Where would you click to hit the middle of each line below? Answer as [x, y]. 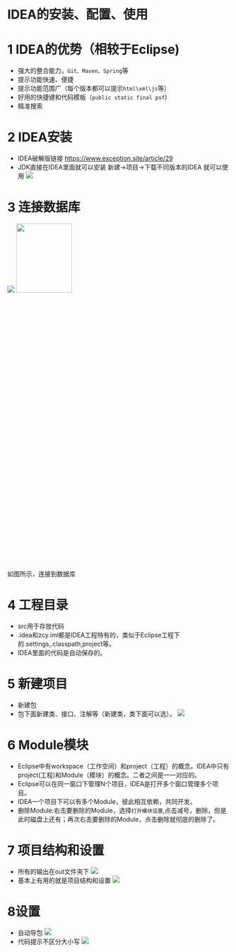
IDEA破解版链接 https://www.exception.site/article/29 [95, 158]
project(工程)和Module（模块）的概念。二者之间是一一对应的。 [109, 775]
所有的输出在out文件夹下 [53, 871]
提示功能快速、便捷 [46, 79]
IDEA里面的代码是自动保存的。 [62, 652]
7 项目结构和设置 [56, 851]
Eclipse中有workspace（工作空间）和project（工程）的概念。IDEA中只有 [123, 766]
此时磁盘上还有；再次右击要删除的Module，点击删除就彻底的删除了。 [118, 819]
